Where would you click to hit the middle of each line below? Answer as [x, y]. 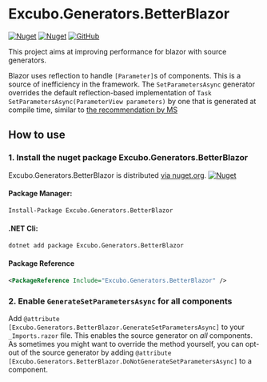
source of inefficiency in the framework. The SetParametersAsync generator [132, 84]
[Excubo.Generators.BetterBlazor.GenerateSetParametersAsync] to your [127, 327]
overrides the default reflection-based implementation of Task [110, 92]
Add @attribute [34, 319]
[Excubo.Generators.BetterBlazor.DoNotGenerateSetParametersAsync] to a [130, 361]
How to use [37, 135]
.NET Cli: [23, 228]
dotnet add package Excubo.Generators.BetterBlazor [96, 245]
